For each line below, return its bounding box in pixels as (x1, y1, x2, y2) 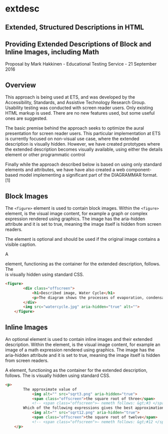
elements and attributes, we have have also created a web (5, 167, 125, 173)
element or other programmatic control (5, 152, 85, 158)
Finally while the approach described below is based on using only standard (5, 161, 162, 168)
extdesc (5, 3, 40, 15)
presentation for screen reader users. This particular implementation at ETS (5, 131, 161, 137)
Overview (5, 81, 36, 89)
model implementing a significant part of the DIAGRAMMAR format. (19, 172, 158, 178)
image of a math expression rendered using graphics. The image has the (5, 346, 155, 353)
